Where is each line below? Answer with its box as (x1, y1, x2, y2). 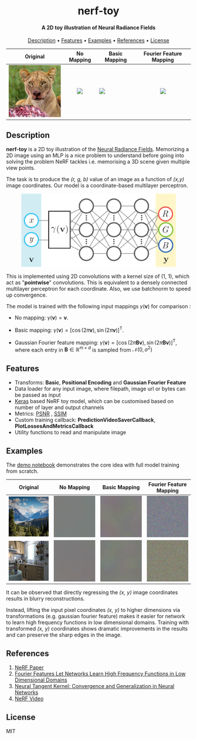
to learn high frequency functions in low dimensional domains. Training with (6, 619, 189, 626)
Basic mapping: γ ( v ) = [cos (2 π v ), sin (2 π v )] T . (14, 326, 124, 334)
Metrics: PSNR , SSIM (14, 410, 67, 417)
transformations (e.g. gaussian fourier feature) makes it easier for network (6, 613, 185, 620)
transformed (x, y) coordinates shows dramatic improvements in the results (6, 625, 188, 632)
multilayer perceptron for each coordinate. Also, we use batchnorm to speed (6, 285, 191, 292)
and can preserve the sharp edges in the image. (6, 631, 122, 639)
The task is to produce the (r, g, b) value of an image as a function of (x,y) (6, 176, 185, 183)
